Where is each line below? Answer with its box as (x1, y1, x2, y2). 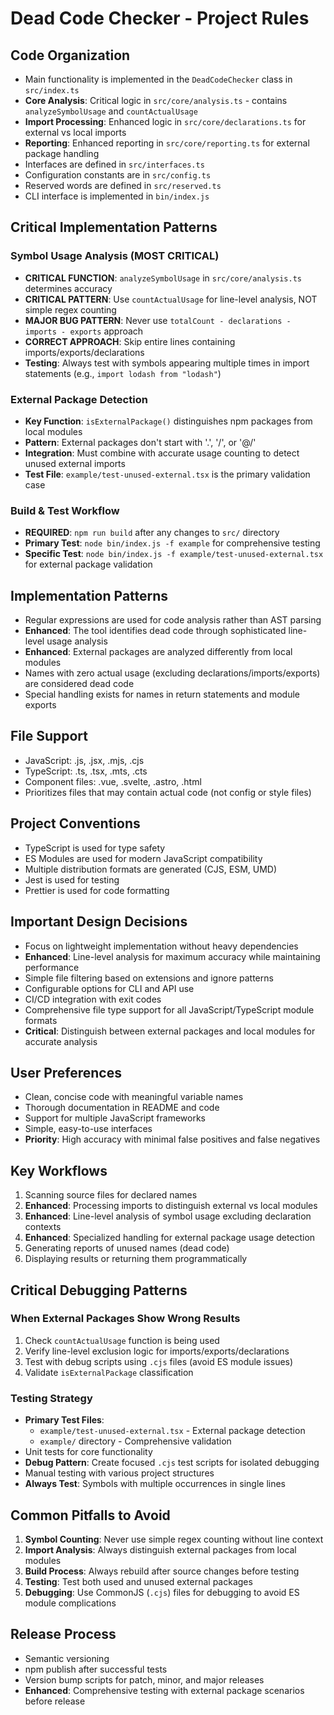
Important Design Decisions (10, 913, 188, 931)
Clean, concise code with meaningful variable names (24, 1091, 244, 1103)
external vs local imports (24, 127, 127, 138)
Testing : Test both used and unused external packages (24, 1575, 253, 1587)
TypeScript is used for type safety (24, 842, 166, 854)
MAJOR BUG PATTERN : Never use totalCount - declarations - (24, 314, 292, 326)
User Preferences (10, 1064, 122, 1081)
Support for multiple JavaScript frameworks (24, 1112, 206, 1124)
